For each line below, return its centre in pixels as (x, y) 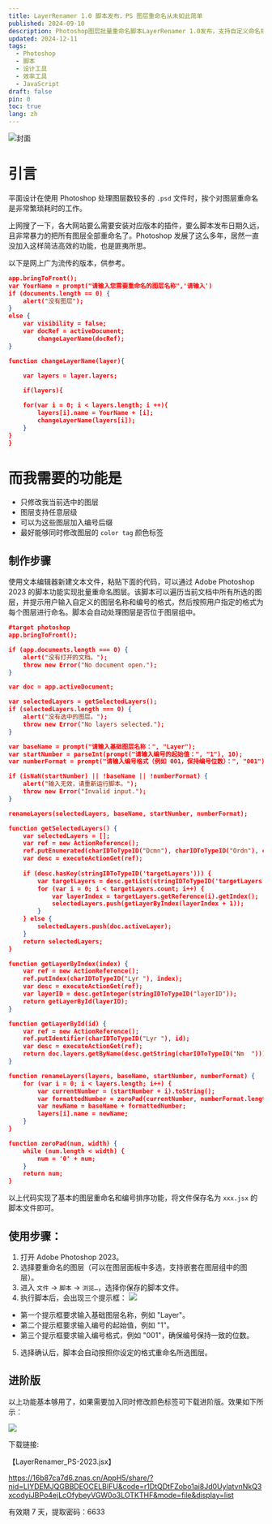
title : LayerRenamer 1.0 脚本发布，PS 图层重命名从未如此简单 (106, 16)
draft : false (30, 91)
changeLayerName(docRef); (81, 339)
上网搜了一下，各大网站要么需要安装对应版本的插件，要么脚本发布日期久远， (136, 225)
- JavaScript (38, 84)
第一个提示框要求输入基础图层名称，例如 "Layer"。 (105, 1315)
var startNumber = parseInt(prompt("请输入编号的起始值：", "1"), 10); (125, 754)
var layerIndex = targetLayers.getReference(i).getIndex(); (155, 896)
